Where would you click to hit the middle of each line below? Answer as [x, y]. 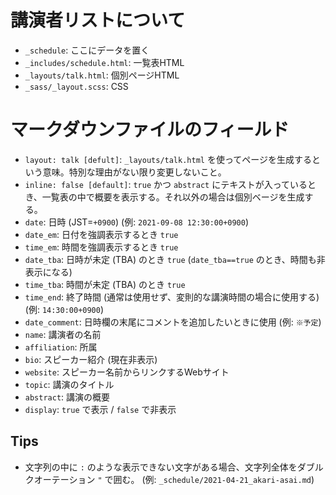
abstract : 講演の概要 [67, 397]
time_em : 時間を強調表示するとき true [101, 247]
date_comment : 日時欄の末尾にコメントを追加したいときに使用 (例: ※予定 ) [173, 322]
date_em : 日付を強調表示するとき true [101, 234]
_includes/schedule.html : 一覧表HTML [104, 62]
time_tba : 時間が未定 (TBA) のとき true [105, 284]
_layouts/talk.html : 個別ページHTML [102, 75]
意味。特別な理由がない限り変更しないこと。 [134, 172]
